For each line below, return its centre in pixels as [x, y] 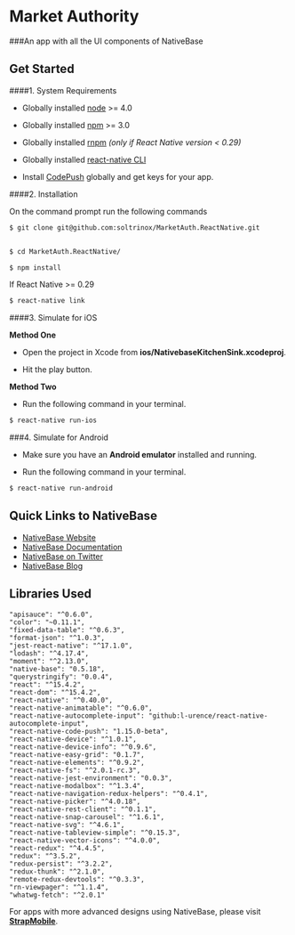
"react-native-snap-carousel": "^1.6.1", [87, 817]
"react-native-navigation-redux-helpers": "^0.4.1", [109, 793]
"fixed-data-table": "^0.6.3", [67, 630]
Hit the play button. [57, 370]
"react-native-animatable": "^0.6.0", [81, 708]
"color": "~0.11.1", [48, 622]
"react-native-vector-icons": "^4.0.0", [85, 840]
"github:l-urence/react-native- [208, 715]
